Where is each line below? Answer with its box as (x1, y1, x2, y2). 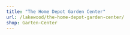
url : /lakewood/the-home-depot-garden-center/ (6, 14, 125, 20)
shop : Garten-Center (6, 20, 58, 26)
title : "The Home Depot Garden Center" (6, 8, 106, 15)
